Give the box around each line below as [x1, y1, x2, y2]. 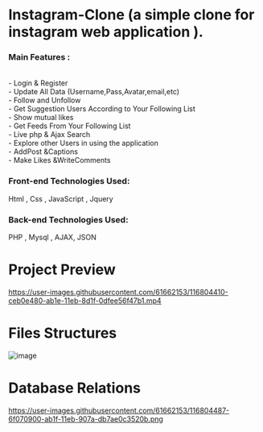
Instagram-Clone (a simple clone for [8, 6, 255, 24]
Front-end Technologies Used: [8, 176, 130, 187]
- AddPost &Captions [8, 147, 79, 156]
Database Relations [8, 379, 141, 397]
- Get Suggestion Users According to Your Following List [8, 104, 195, 114]
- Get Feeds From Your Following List [8, 121, 131, 131]
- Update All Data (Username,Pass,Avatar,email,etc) [8, 87, 179, 97]
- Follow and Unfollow [8, 95, 81, 106]
